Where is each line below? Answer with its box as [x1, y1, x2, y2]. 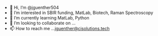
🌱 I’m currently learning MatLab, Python [9, 15, 89, 20]
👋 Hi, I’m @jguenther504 [9, 5, 59, 10]
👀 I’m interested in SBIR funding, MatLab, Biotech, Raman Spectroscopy [9, 10, 154, 16]
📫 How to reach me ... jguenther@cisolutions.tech [9, 26, 110, 31]
